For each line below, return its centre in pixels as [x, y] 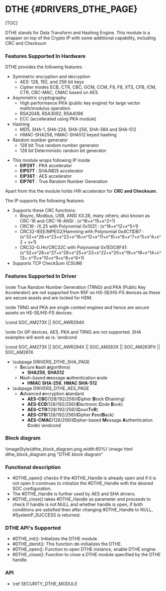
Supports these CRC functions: [44, 211]
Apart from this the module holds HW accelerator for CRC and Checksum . [81, 191]
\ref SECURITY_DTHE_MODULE [45, 584]
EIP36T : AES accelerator [46, 176]
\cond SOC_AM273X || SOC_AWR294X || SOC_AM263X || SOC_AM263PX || [83, 347]
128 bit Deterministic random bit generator [63, 151]
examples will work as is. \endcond [41, 337]
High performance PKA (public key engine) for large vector [80, 103]
